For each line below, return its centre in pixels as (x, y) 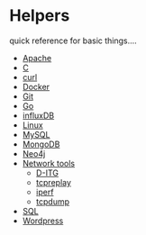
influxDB (38, 115)
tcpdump (53, 201)
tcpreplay (54, 182)
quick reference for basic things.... (73, 41)
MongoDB (41, 144)
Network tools (49, 163)
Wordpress (43, 221)
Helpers (40, 16)
